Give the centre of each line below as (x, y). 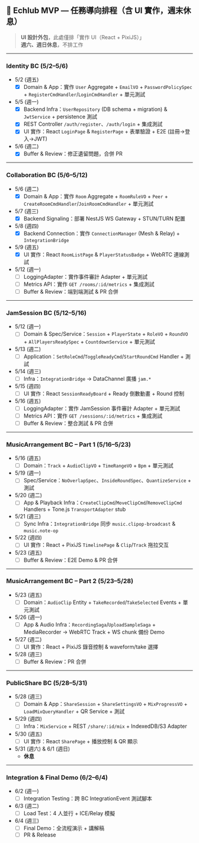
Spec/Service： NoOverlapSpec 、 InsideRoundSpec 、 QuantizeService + (107, 481)
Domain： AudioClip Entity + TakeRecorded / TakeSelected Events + (102, 602)
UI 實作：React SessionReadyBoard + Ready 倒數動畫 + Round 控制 (104, 393)
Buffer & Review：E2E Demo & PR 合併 (71, 560)
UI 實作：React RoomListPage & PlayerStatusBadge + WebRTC (98, 255)
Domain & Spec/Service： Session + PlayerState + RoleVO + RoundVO (106, 334)
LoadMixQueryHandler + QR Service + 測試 (74, 711)
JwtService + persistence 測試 (60, 117)
